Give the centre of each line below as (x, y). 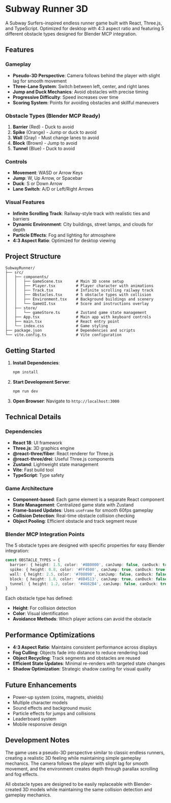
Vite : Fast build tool (33, 470)
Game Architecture (29, 488)
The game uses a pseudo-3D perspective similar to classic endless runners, (85, 753)
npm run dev (25, 391)
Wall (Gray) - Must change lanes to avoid (56, 138)
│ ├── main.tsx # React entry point (62, 322)
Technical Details (33, 417)
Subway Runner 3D (47, 9)
